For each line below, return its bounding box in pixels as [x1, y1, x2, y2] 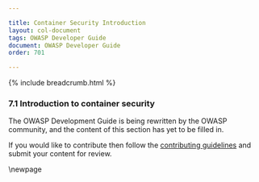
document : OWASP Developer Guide [8, 41, 121, 49]
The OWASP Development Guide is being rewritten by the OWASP [8, 116, 228, 126]
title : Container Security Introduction [8, 19, 147, 27]
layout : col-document [8, 26, 81, 35]
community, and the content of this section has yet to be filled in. [8, 125, 224, 134]
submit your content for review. [8, 149, 112, 159]
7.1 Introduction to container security [8, 98, 156, 110]
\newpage [8, 164, 43, 174]
